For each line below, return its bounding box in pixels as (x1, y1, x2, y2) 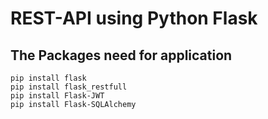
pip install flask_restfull (10, 82, 128, 92)
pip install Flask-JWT (10, 91, 105, 101)
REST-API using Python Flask (10, 7, 258, 30)
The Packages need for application (10, 47, 233, 64)
